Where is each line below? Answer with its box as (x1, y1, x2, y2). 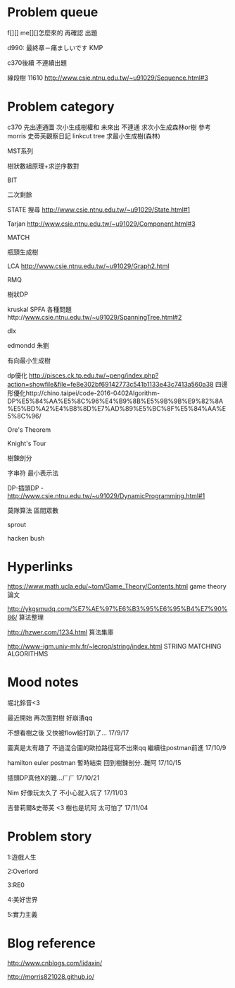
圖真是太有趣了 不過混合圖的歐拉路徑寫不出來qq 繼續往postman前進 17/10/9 (7, 743, 227, 752)
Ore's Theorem (7, 425, 51, 434)
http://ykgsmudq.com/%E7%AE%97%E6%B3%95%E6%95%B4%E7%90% (7, 604, 228, 613)
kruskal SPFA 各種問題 (7, 305, 72, 313)
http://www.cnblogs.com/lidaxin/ (7, 958, 103, 967)
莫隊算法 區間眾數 (7, 506, 58, 514)
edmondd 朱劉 (7, 341, 49, 349)
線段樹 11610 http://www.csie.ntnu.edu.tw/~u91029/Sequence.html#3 (7, 73, 209, 82)
